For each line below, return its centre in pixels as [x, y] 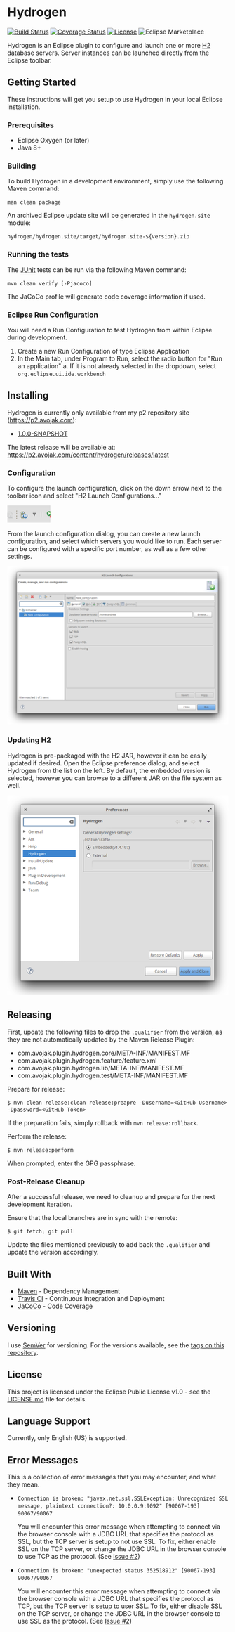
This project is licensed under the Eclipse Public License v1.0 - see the [109, 1392]
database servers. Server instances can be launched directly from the [108, 53]
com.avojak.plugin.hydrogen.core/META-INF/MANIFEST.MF [104, 1053]
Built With [29, 1274]
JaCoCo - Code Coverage [55, 1306]
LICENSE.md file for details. [47, 1399]
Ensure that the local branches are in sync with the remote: [92, 1218]
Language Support [49, 1421]
